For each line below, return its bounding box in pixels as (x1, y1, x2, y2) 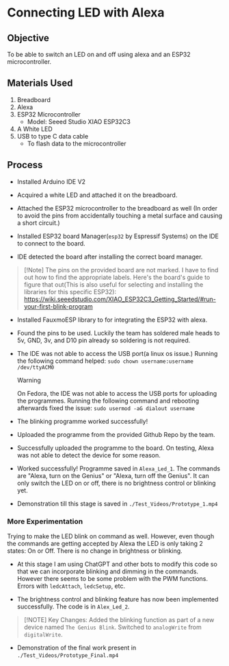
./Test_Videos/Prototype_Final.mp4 (16, 652, 119, 659)
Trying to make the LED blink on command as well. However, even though (7, 532, 215, 540)
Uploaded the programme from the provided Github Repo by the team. (16, 430, 215, 438)
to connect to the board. (16, 239, 85, 248)
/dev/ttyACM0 (16, 364, 55, 371)
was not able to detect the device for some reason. (16, 451, 161, 459)
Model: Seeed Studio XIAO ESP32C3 (27, 117, 131, 126)
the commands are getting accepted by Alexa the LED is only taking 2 (7, 539, 204, 547)
